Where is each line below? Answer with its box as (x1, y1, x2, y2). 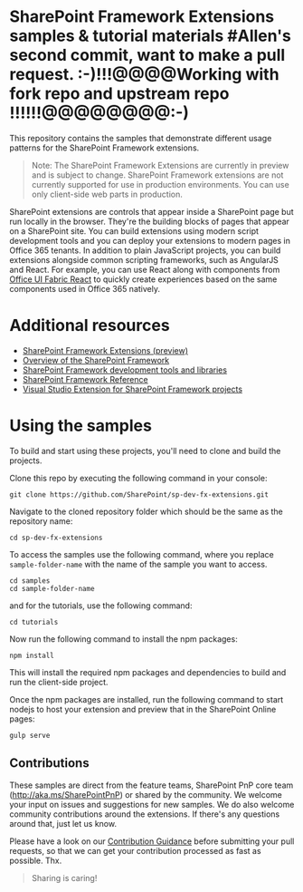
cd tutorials (9, 617, 59, 626)
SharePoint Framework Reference (22, 373, 148, 384)
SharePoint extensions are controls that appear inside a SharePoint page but (9, 206, 294, 217)
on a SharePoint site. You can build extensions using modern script (9, 225, 260, 237)
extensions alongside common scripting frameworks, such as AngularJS (9, 254, 279, 265)
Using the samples (9, 415, 152, 436)
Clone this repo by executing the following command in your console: (9, 472, 268, 483)
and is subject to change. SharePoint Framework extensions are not (31, 170, 284, 180)
